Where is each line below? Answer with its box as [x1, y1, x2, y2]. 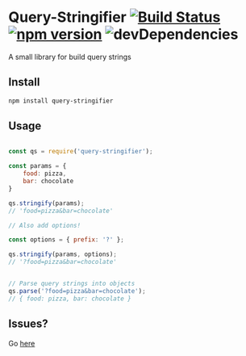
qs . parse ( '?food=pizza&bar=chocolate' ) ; [8, 287, 147, 295]
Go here [8, 338, 35, 348]
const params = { [8, 162, 67, 170]
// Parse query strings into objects [8, 279, 136, 288]
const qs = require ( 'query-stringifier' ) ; [8, 148, 153, 156]
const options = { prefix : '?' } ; [8, 236, 125, 244]
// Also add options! [8, 221, 81, 229]
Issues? [8, 317, 48, 331]
